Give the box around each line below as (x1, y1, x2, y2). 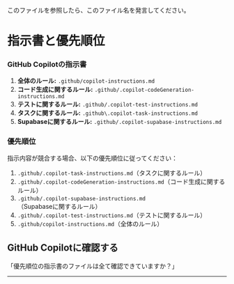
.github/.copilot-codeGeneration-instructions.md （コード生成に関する (17, 177, 226, 186)
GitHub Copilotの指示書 (7, 60, 87, 70)
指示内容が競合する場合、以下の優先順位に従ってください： (7, 154, 178, 162)
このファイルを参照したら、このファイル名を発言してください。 (7, 6, 190, 14)
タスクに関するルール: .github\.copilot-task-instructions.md (17, 109, 198, 117)
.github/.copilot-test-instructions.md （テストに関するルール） (17, 211, 207, 219)
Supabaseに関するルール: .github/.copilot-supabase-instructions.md (17, 118, 222, 126)
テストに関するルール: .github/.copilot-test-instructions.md (17, 100, 198, 109)
